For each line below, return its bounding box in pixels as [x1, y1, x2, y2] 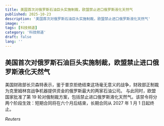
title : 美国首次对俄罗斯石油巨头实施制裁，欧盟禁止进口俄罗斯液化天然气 [5, 7, 133, 12]
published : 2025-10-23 [5, 12, 51, 17]
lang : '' [5, 39, 23, 44]
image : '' [5, 21, 25, 26]
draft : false [5, 35, 32, 40]
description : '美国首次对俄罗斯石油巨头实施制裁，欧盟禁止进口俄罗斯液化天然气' [5, 16, 151, 21]
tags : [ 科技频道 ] [5, 25, 38, 30]
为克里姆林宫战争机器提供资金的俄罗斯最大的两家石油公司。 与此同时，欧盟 [5, 88, 156, 94]
